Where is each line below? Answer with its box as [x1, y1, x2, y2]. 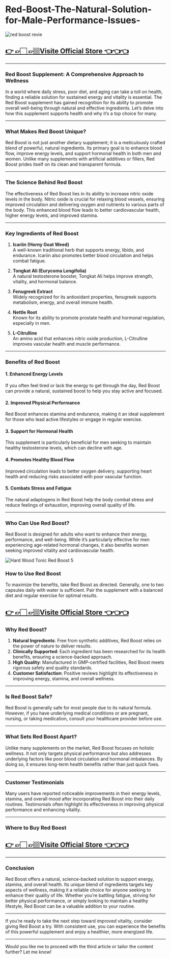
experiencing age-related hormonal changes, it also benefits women [5, 542, 149, 548]
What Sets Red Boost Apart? [5, 733, 77, 740]
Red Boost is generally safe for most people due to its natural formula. [5, 705, 152, 711]
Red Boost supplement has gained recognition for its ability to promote [5, 100, 154, 106]
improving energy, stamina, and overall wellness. [12, 676, 116, 682]
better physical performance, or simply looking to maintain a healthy [5, 898, 149, 904]
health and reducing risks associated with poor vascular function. [5, 473, 142, 479]
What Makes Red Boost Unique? [5, 128, 87, 135]
